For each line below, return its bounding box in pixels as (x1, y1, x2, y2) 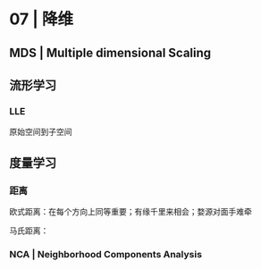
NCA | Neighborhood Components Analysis (9, 248, 203, 260)
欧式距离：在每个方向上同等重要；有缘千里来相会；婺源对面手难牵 (9, 206, 252, 216)
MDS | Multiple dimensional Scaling (9, 45, 212, 60)
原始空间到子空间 (9, 127, 72, 138)
